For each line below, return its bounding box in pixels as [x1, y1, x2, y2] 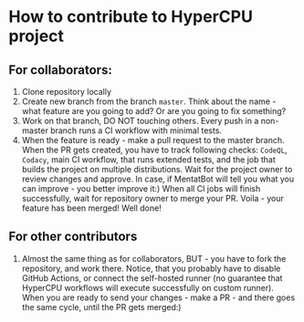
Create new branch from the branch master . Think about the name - [21, 96, 277, 107]
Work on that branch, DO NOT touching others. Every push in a [21, 116, 259, 126]
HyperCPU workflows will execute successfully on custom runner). [21, 282, 275, 293]
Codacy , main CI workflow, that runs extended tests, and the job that [21, 154, 276, 165]
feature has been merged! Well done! [21, 203, 162, 213]
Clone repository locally [21, 87, 111, 97]
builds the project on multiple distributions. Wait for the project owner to [21, 164, 293, 174]
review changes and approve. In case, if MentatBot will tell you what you [21, 173, 295, 184]
